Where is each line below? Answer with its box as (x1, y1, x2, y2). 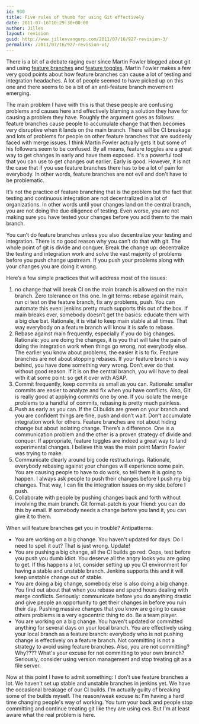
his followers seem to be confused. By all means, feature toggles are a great (6, 145, 192, 152)
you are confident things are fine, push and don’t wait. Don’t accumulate (14, 412, 191, 419)
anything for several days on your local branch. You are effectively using (14, 624, 192, 631)
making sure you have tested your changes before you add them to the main (6, 213, 192, 220)
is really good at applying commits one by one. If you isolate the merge (14, 393, 188, 400)
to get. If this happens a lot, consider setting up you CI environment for (14, 561, 188, 568)
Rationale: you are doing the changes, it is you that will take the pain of (14, 336, 188, 343)
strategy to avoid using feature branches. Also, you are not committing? (14, 643, 190, 650)
